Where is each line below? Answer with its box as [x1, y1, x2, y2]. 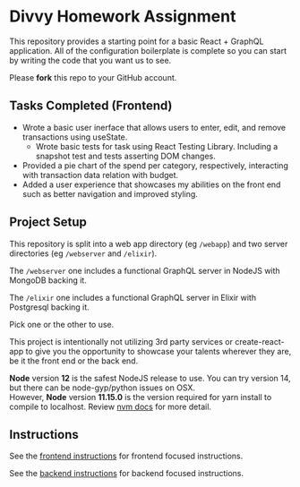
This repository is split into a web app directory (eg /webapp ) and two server [9, 238, 288, 249]
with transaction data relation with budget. [21, 169, 179, 180]
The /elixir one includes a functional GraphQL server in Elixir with [9, 292, 257, 303]
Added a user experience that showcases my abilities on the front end [21, 179, 281, 190]
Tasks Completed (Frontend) [9, 98, 173, 114]
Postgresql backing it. [9, 302, 90, 312]
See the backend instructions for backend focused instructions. [9, 468, 244, 479]
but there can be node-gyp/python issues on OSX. [9, 382, 195, 393]
